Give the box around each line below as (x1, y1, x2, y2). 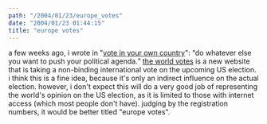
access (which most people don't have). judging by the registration (8, 99, 229, 108)
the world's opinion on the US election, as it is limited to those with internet (8, 91, 254, 100)
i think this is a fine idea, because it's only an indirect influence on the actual (8, 73, 259, 83)
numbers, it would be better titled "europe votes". (8, 107, 171, 117)
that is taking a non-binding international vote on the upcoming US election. (8, 65, 257, 75)
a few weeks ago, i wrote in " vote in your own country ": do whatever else (8, 48, 252, 58)
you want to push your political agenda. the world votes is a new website (8, 56, 250, 66)
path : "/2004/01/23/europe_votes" (8, 11, 124, 20)
